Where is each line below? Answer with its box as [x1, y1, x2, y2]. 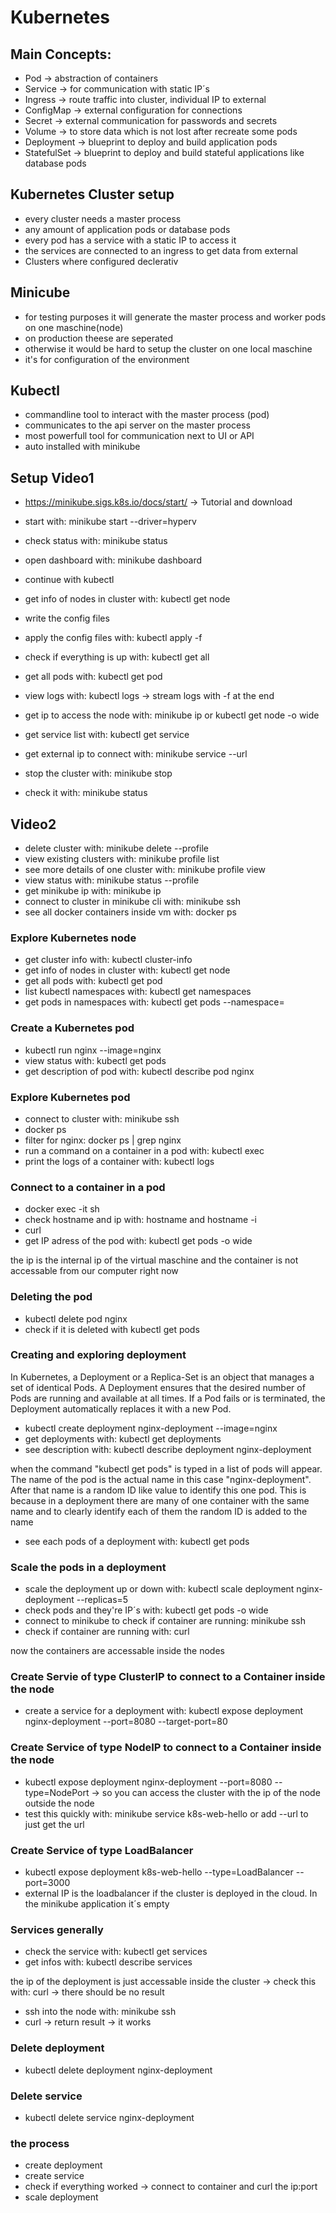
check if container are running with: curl [24, 1626, 190, 1638]
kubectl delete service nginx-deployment [24, 2111, 195, 2123]
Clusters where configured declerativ [24, 255, 179, 267]
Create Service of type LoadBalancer [10, 1843, 194, 1857]
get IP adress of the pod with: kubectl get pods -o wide [24, 1235, 253, 1247]
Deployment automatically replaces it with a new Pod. [10, 1402, 232, 1415]
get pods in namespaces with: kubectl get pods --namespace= [24, 996, 285, 1008]
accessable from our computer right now [10, 1265, 179, 1277]
